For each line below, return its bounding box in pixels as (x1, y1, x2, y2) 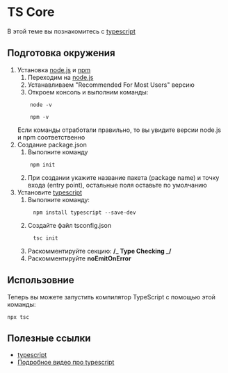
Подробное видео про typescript (17, 358, 115, 367)
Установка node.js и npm (17, 65, 91, 74)
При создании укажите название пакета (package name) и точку (27, 173, 220, 181)
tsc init (33, 234, 58, 242)
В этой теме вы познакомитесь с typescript (7, 27, 136, 35)
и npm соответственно (17, 133, 85, 141)
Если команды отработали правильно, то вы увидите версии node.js (17, 126, 221, 134)
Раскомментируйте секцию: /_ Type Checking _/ (27, 247, 172, 255)
